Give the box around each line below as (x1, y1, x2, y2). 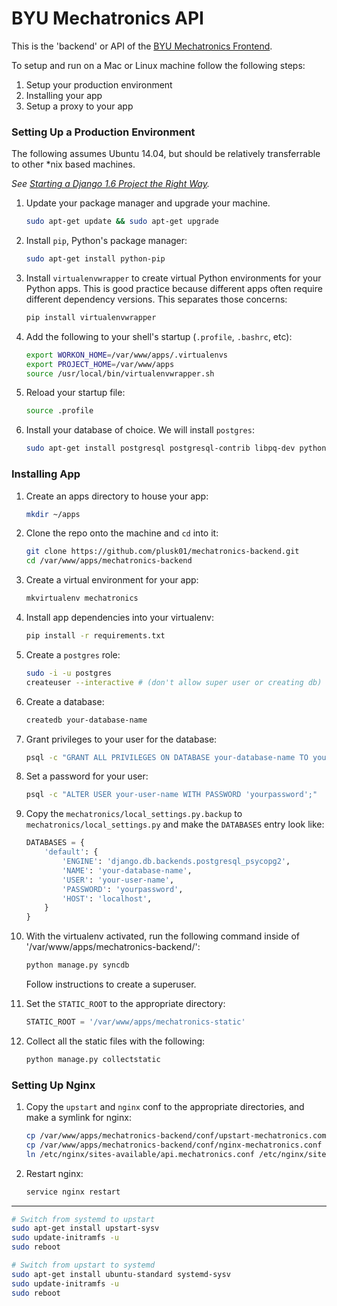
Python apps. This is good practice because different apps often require (25, 282, 323, 294)
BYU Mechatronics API (11, 7, 204, 30)
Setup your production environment (25, 78, 173, 91)
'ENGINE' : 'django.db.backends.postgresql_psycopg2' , (62, 857, 291, 867)
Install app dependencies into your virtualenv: (25, 612, 214, 624)
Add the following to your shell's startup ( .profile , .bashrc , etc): (25, 330, 293, 342)
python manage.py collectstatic (25, 1054, 161, 1064)
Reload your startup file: (25, 387, 126, 399)
